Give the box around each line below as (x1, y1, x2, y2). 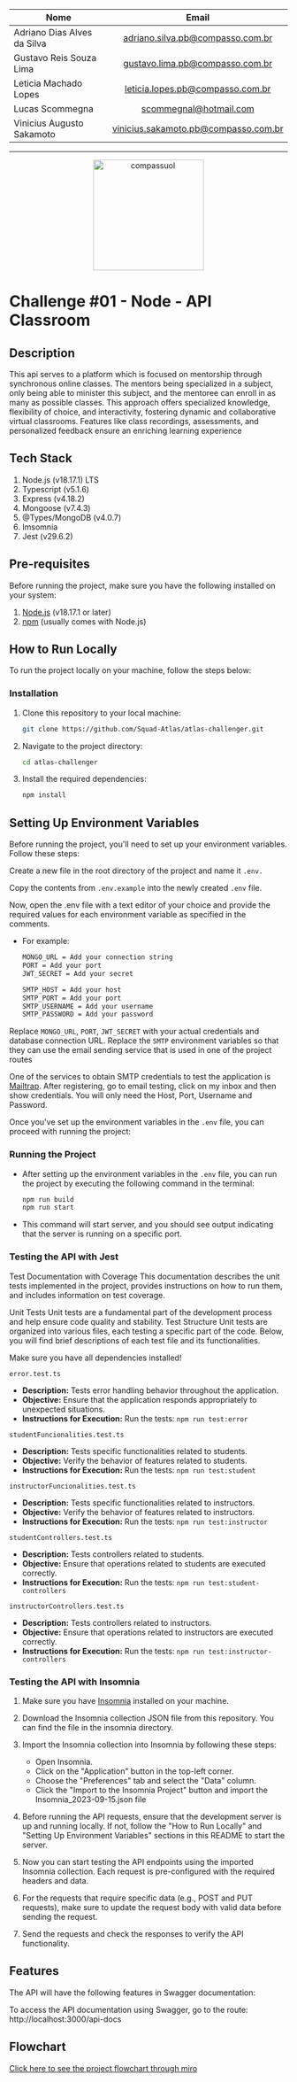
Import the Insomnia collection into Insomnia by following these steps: (21, 1739, 277, 1750)
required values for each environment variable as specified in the (9, 909, 247, 920)
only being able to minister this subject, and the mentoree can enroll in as (9, 388, 277, 398)
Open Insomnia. (34, 1756, 93, 1767)
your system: (9, 589, 57, 600)
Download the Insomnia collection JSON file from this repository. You (21, 1713, 274, 1723)
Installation (9, 687, 59, 700)
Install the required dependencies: (21, 774, 148, 785)
